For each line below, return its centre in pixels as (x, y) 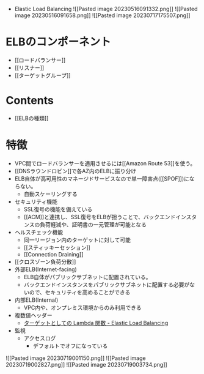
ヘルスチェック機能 (39, 232)
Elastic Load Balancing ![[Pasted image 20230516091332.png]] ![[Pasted (106, 9)
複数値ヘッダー (33, 315)
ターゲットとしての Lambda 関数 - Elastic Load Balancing (96, 323)
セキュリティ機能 (36, 201)
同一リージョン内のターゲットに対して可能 (77, 240)
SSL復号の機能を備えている (58, 209)
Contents (30, 101)
